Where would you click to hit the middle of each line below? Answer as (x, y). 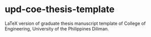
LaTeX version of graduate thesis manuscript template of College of (75, 23)
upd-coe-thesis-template (60, 9)
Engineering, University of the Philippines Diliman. (57, 28)
